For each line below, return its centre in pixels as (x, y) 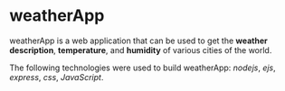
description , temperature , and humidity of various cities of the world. (141, 50)
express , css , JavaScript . (57, 77)
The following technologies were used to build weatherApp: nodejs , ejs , (142, 68)
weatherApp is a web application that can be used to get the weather (139, 41)
